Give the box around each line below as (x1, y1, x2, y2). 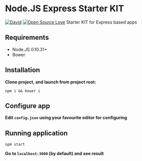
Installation (5, 66, 40, 74)
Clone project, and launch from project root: (5, 79, 96, 85)
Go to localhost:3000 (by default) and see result (5, 151, 104, 157)
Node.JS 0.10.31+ (12, 46, 47, 52)
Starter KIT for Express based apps (66, 19, 137, 25)
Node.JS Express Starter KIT (5, 3, 124, 14)
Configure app (5, 102, 50, 110)
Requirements (5, 33, 49, 42)
